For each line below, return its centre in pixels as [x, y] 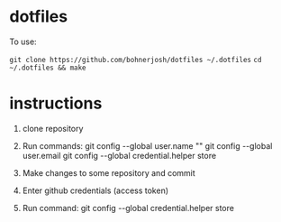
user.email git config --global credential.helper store [119, 155]
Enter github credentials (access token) [95, 190]
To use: [23, 42]
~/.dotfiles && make [48, 68]
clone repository [53, 128]
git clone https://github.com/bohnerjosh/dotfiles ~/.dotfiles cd [136, 60]
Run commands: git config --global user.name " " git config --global [147, 145]
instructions [56, 103]
